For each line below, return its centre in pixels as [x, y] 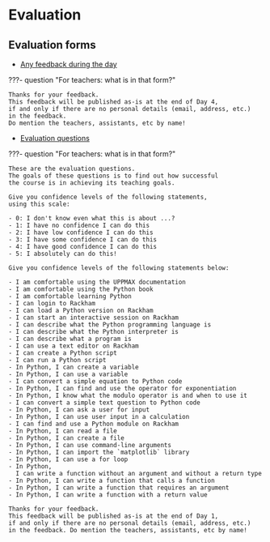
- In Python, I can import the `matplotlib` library [99, 452]
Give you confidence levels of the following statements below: [119, 268]
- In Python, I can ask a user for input [79, 410]
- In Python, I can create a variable [74, 367]
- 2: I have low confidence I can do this [81, 233]
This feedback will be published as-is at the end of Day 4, [114, 102]
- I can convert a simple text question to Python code [104, 403]
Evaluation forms [53, 45]
